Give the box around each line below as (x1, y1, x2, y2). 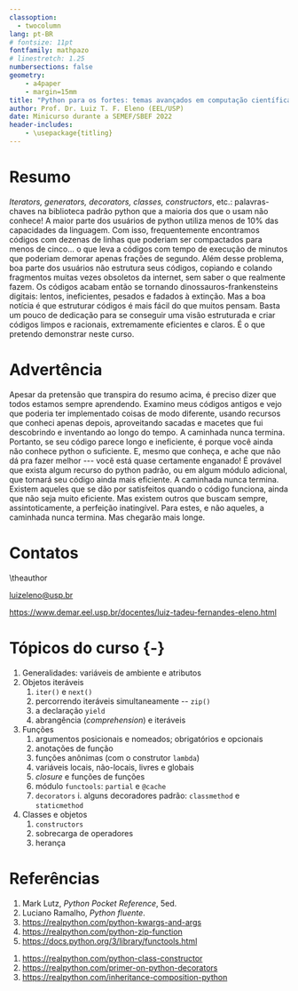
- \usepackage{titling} (25, 129, 114, 138)
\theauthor (9, 572, 48, 583)
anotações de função (35, 743, 114, 754)
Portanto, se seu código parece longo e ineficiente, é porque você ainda (9, 436, 273, 447)
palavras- (234, 196, 270, 207)
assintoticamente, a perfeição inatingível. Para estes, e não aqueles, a (9, 502, 264, 513)
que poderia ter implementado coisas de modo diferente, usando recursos (9, 408, 281, 419)
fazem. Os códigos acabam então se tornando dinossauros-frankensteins (9, 281, 278, 292)
